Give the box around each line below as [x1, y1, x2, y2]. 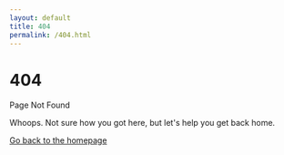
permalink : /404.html [9, 30, 92, 39]
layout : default [9, 13, 71, 23]
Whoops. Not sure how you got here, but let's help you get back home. [9, 118, 276, 129]
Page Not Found [9, 99, 71, 110]
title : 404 [9, 22, 51, 31]
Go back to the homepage [9, 135, 107, 146]
